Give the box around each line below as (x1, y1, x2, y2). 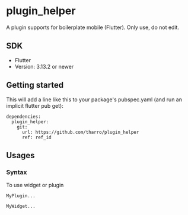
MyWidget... (6, 203, 36, 210)
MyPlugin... (6, 193, 36, 199)
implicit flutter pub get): (6, 102, 63, 109)
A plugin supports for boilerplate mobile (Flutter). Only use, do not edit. (6, 24, 180, 31)
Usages (6, 150, 35, 161)
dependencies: (6, 114, 42, 120)
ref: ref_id (21, 134, 52, 140)
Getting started (6, 80, 64, 90)
